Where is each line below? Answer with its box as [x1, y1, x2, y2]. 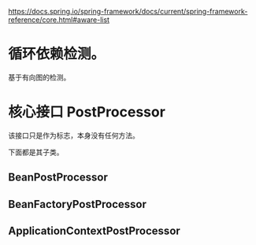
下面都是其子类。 [8, 147, 64, 157]
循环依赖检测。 [8, 45, 106, 63]
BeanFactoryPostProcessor [8, 197, 147, 211]
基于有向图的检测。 [8, 72, 71, 82]
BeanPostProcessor [8, 171, 109, 184]
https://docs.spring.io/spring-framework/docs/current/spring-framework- [8, 7, 248, 16]
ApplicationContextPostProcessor [8, 225, 181, 238]
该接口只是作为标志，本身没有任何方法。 [8, 130, 139, 140]
